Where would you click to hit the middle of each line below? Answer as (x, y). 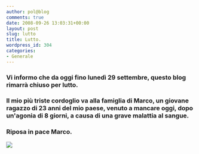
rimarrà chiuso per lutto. (42, 84)
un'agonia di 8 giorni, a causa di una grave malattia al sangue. (98, 116)
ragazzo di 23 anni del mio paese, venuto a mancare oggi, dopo (99, 108)
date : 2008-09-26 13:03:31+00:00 (48, 23)
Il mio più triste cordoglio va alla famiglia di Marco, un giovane (98, 101)
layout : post (22, 28)
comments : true (25, 17)
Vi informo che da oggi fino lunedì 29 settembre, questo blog (96, 77)
